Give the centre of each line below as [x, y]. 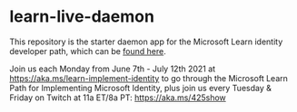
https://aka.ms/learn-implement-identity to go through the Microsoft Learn [149, 78]
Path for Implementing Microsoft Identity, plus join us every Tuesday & [141, 88]
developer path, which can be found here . [88, 51]
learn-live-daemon [82, 17]
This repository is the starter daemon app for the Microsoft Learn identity [146, 42]
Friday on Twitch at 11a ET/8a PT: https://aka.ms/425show [118, 98]
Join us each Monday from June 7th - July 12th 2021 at [113, 69]
